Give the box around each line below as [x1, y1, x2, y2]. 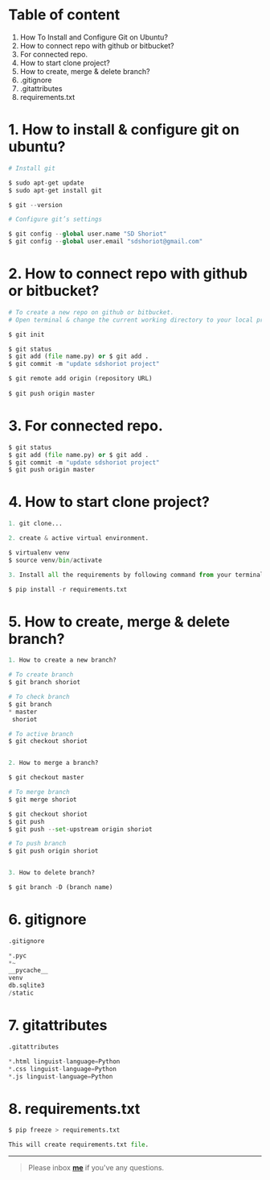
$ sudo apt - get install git [8, 186, 103, 194]
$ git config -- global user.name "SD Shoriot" [8, 230, 167, 239]
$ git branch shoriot [8, 679, 81, 687]
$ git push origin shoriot [8, 847, 99, 855]
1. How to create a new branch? [8, 656, 117, 664]
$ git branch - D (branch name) [8, 883, 113, 891]
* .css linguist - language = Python [8, 1065, 117, 1073]
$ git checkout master [8, 774, 84, 782]
